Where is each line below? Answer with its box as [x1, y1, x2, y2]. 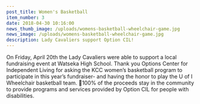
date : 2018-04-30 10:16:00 [6, 20, 75, 26]
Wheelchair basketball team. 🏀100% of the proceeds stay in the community [6, 79, 195, 86]
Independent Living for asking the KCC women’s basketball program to [6, 67, 183, 73]
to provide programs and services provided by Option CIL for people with [6, 86, 189, 93]
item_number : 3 [6, 15, 45, 21]
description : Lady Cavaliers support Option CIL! [6, 37, 135, 43]
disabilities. [6, 92, 35, 99]
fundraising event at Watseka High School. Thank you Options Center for [6, 60, 188, 67]
